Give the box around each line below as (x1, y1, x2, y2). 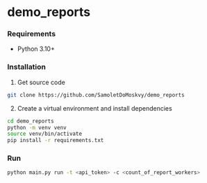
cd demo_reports (7, 118, 54, 125)
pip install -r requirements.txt (7, 137, 104, 144)
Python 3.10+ (17, 45, 56, 53)
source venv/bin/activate (7, 130, 82, 138)
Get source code (17, 78, 66, 86)
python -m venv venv (7, 124, 67, 131)
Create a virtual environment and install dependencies (17, 104, 172, 112)
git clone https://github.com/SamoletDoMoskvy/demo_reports (7, 91, 185, 98)
